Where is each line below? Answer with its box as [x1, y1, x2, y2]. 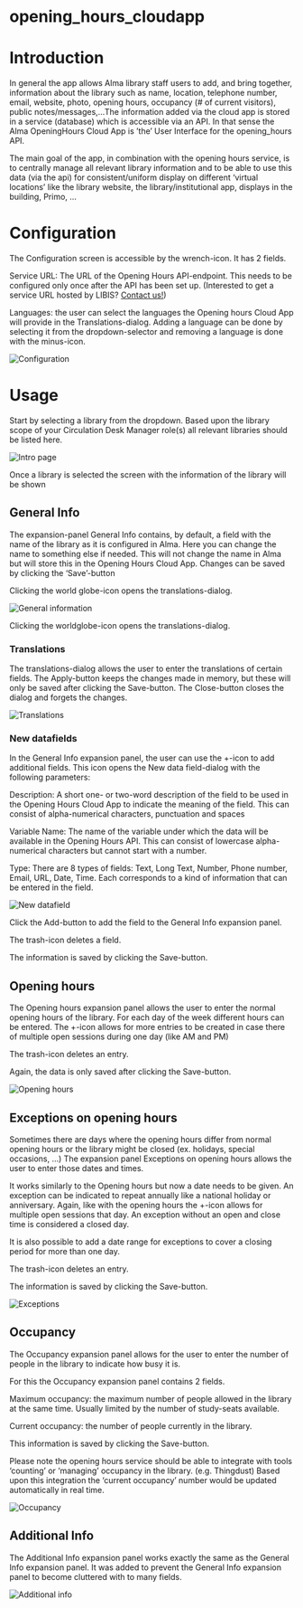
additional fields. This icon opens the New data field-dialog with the [9, 762, 261, 773]
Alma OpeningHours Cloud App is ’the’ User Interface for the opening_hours [9, 126, 292, 137]
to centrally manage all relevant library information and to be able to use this [9, 163, 293, 174]
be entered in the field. [9, 882, 94, 893]
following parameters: [9, 771, 91, 783]
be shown [9, 479, 47, 489]
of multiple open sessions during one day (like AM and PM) [9, 1031, 229, 1042]
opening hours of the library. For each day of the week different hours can [9, 1012, 285, 1023]
